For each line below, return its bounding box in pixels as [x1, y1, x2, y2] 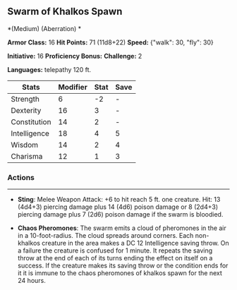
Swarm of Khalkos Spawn [7, 6, 123, 18]
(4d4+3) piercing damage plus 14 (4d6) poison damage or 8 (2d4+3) [17, 203, 219, 211]
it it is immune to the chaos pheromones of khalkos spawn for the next [17, 269, 222, 277]
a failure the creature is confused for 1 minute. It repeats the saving [17, 246, 213, 255]
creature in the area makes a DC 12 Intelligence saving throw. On [42, 239, 229, 248]
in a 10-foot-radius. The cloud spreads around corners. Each [17, 231, 194, 240]
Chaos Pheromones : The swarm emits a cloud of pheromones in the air [17, 224, 227, 232]
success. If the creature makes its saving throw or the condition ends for [17, 261, 229, 270]
